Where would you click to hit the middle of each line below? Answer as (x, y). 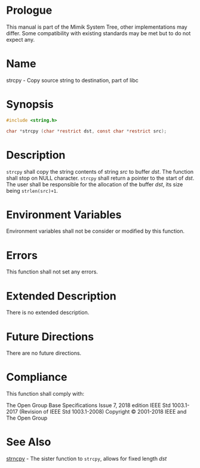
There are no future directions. (44, 353)
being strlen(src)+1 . (32, 190)
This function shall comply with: (45, 394)
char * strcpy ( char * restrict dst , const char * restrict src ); (87, 131)
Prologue (29, 10)
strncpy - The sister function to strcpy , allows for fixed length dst (87, 459)
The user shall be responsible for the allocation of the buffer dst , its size (95, 184)
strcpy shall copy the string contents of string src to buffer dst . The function (100, 171)
